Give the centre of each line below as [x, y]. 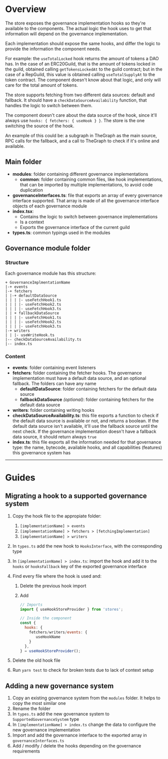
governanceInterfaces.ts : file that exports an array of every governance [87, 195]
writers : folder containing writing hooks [53, 410]
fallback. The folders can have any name [54, 383]
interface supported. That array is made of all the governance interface [85, 200]
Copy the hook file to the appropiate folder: [57, 516]
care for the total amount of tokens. [42, 85]
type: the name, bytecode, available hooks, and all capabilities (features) [87, 447]
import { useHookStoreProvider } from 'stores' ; [71, 609]
